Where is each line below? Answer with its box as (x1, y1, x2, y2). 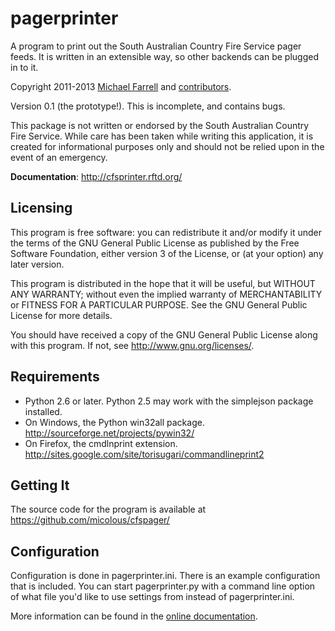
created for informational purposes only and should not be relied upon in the (10, 140, 325, 152)
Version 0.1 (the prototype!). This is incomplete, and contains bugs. (10, 100, 286, 112)
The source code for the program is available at (10, 503, 207, 516)
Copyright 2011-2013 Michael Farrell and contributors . (10, 80, 232, 92)
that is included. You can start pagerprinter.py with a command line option (10, 580, 316, 592)
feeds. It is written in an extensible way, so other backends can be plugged (10, 50, 320, 62)
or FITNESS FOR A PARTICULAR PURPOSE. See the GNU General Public (10, 298, 308, 311)
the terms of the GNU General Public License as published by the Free (10, 237, 300, 249)
